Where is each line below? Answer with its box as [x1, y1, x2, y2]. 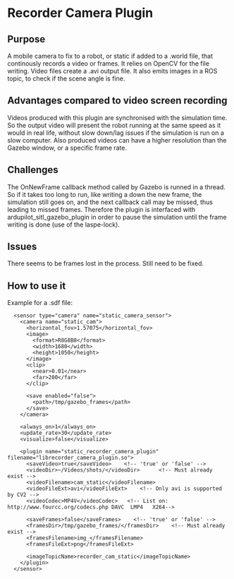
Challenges [7, 164, 58, 176]
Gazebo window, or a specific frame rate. [7, 143, 127, 152]
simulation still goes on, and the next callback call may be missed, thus [7, 198, 214, 206]
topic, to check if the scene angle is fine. [7, 74, 125, 83]
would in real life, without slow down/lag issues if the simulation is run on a [7, 129, 224, 137]
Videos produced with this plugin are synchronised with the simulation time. [7, 113, 228, 121]
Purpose [7, 33, 46, 45]
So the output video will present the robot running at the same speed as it [7, 121, 221, 129]
